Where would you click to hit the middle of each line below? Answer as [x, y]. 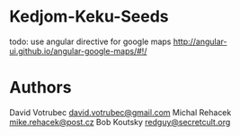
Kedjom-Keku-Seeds [89, 17]
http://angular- [200, 41]
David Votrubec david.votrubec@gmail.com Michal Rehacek [120, 112]
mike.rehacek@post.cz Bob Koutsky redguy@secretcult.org [120, 122]
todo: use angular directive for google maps [90, 41]
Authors [40, 88]
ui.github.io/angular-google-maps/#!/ [78, 50]
